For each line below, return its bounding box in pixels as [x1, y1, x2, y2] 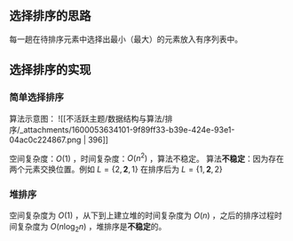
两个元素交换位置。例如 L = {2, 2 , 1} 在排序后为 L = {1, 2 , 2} [9, 164, 224, 175]
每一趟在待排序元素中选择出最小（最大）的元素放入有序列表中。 [9, 34, 242, 44]
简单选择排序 [9, 92, 65, 104]
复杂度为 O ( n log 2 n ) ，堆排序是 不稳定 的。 [16, 221, 167, 234]
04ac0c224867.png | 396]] [9, 134, 109, 145]
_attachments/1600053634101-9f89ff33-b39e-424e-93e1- [20, 124, 235, 135]
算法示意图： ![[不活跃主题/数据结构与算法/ [9, 113, 166, 124]
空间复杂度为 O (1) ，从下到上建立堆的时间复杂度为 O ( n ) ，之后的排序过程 [9, 210, 275, 221]
